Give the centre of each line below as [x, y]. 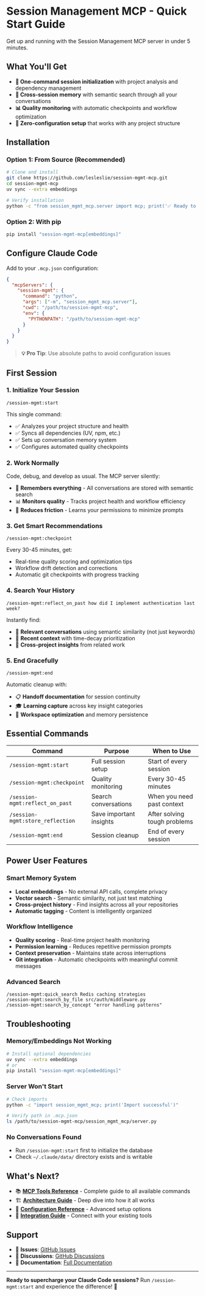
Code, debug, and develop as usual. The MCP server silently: [83, 476]
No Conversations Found [44, 1137]
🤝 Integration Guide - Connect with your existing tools [84, 1215]
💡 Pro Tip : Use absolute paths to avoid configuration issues [96, 353]
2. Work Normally [33, 463]
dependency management [48, 88]
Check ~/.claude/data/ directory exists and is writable [84, 1157]
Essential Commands [48, 734]
